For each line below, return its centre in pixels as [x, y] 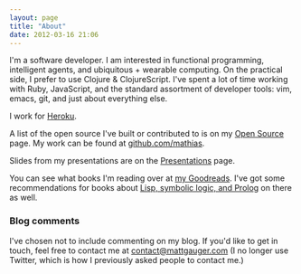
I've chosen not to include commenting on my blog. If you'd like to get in [144, 241]
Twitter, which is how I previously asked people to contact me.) [127, 260]
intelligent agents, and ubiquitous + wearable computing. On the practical [146, 70]
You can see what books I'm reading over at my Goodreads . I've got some [147, 178]
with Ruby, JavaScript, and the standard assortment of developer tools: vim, [150, 89]
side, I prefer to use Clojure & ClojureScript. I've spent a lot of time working [149, 80]
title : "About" [38, 26]
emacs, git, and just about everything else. [89, 99]
